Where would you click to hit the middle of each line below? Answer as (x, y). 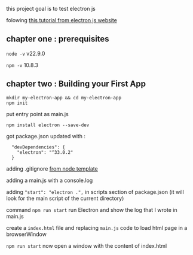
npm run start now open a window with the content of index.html (87, 245)
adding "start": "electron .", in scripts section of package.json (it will (95, 192)
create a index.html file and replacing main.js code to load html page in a (97, 227)
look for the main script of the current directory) (65, 198)
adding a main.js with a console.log (50, 180)
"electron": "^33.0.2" (45, 152)
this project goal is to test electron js (51, 9)
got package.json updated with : (46, 136)
